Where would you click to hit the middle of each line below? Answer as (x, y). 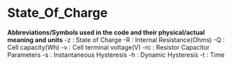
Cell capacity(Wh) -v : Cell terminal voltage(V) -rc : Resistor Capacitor (108, 47)
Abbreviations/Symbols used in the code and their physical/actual (106, 32)
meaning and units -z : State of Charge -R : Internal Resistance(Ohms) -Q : (116, 39)
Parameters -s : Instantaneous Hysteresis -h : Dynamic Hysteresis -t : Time (116, 55)
